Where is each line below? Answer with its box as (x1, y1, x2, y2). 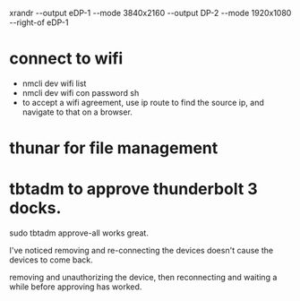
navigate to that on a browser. (21, 107, 133, 117)
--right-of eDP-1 (9, 17, 69, 28)
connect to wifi (9, 48, 124, 69)
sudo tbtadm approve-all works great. (9, 228, 150, 238)
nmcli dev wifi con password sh (21, 87, 140, 98)
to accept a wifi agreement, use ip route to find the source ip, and (21, 97, 264, 107)
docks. (9, 198, 62, 219)
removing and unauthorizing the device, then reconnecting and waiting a (9, 272, 278, 283)
